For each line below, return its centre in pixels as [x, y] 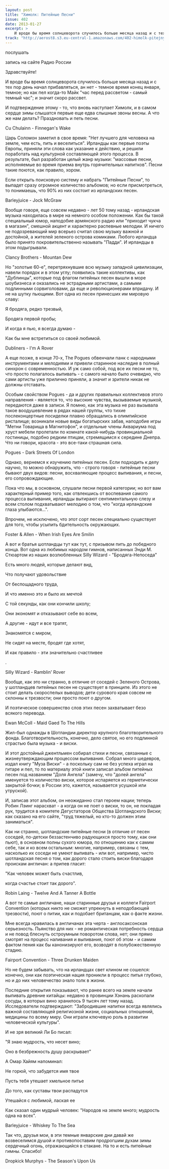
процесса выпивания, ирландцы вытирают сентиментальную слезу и [80, 499]
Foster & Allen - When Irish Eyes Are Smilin [50, 534]
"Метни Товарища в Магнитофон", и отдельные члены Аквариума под [80, 426]
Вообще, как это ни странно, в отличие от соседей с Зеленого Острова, [83, 682]
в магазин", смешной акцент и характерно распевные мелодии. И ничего [84, 226]
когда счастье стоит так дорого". [41, 883]
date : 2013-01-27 [23, 24]
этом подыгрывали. [26, 247]
